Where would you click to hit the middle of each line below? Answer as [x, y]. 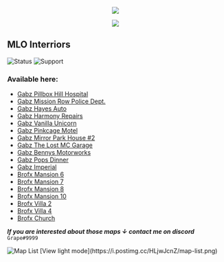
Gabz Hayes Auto [42, 109]
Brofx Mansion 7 [40, 182]
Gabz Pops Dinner [43, 160]
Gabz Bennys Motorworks [54, 153]
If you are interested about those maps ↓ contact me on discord [101, 232]
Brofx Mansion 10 [42, 197]
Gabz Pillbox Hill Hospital [53, 94]
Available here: [33, 79]
